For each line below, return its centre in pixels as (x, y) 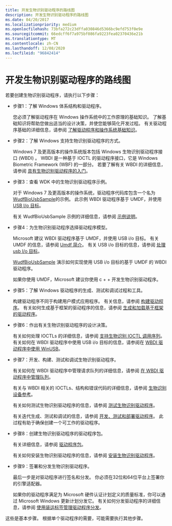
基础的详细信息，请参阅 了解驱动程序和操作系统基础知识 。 (78, 130)
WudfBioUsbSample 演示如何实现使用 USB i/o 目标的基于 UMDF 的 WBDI (90, 262)
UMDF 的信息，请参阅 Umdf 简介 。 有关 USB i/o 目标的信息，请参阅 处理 (89, 245)
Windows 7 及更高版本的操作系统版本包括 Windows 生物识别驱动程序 (85, 152)
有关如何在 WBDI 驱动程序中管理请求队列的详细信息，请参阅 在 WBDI (85, 371)
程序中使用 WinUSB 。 (40, 349)
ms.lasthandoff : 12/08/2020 (35, 48)
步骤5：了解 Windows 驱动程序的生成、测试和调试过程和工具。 (79, 290)
